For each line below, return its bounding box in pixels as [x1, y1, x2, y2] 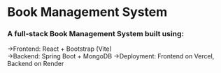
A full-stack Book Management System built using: [7, 29, 184, 39]
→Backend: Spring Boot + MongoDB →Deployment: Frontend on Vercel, [7, 52, 215, 60]
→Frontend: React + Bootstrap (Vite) [7, 44, 112, 53]
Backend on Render [7, 60, 64, 68]
